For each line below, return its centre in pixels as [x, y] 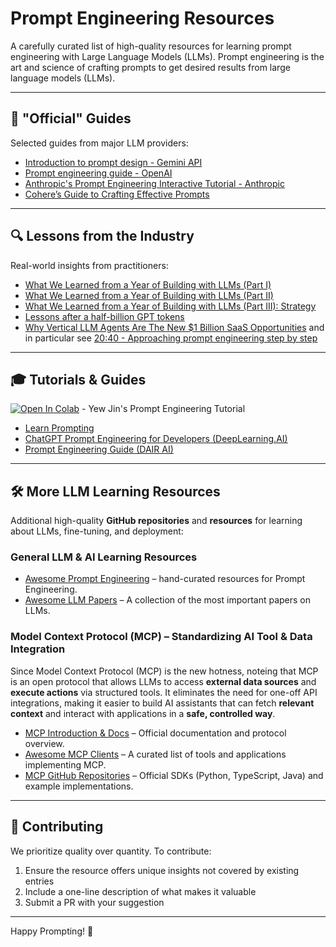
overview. [44, 743]
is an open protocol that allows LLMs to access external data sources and [163, 681]
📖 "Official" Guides [71, 118]
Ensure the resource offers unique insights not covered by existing [162, 870]
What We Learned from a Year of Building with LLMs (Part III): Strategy [170, 306]
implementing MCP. [65, 764]
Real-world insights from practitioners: [89, 265]
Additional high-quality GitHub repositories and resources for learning [156, 521]
